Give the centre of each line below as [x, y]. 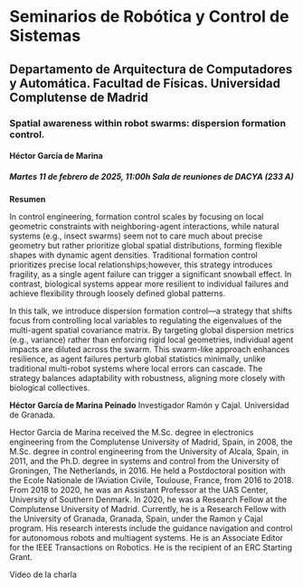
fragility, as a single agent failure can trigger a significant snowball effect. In [151, 275]
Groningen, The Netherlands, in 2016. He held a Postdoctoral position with [147, 471]
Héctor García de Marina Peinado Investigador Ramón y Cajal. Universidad [149, 405]
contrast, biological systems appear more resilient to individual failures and [149, 284]
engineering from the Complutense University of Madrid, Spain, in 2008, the [151, 442]
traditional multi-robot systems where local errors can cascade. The [136, 368]
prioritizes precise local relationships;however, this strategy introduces [141, 265]
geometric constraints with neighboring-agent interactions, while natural [144, 227]
